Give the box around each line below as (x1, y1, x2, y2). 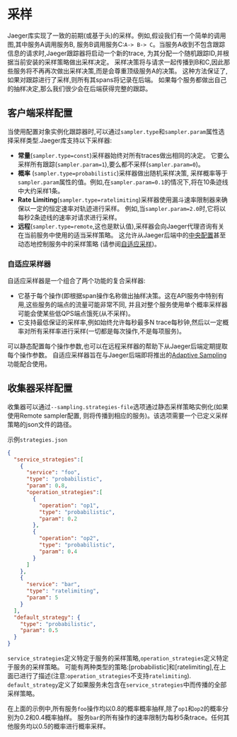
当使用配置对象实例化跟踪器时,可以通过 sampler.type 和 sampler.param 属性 (7, 127, 219, 135)
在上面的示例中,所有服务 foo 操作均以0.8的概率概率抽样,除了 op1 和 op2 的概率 (7, 704, 223, 713)
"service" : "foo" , (25, 469, 81, 476)
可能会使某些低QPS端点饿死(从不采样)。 (17, 309, 134, 318)
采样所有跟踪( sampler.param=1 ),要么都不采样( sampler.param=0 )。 (17, 160, 205, 168)
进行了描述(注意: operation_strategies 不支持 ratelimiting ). (19, 672, 192, 680)
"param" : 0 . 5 (20, 627, 59, 634)
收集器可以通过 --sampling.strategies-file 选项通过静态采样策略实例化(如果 (7, 402, 229, 411)
